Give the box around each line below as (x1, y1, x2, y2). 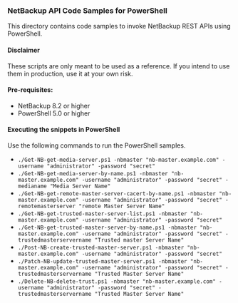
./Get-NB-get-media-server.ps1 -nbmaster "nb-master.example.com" (17, 156, 219, 163)
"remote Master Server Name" (78, 202, 165, 210)
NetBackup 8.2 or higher (17, 101, 90, 110)
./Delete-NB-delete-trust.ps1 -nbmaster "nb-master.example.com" (17, 277, 216, 285)
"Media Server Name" (49, 183, 111, 190)
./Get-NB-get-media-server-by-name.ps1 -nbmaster (17, 170, 169, 177)
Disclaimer (7, 46, 41, 54)
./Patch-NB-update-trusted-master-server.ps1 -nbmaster (17, 257, 187, 265)
